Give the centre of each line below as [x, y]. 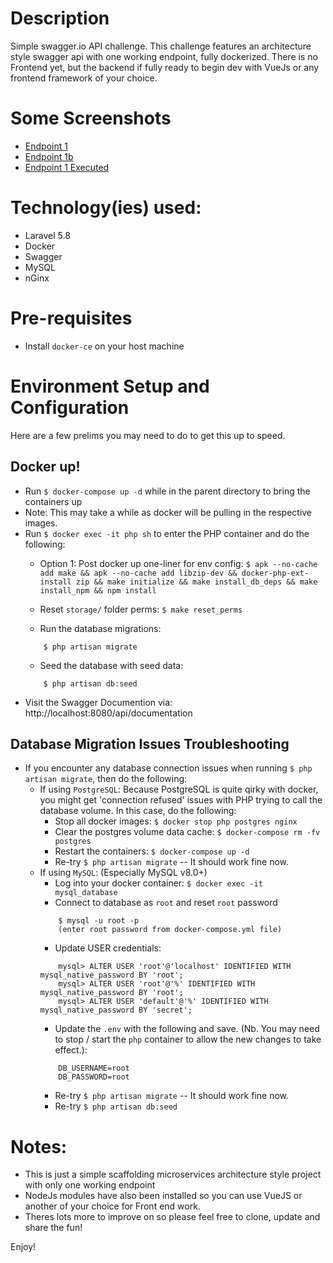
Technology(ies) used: [106, 208]
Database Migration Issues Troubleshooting [150, 743]
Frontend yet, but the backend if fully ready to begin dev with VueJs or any [165, 67]
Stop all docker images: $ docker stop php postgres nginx [176, 821]
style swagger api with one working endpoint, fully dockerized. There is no [164, 56]
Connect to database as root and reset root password [166, 903]
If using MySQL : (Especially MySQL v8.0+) [123, 873]
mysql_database [86, 893]
